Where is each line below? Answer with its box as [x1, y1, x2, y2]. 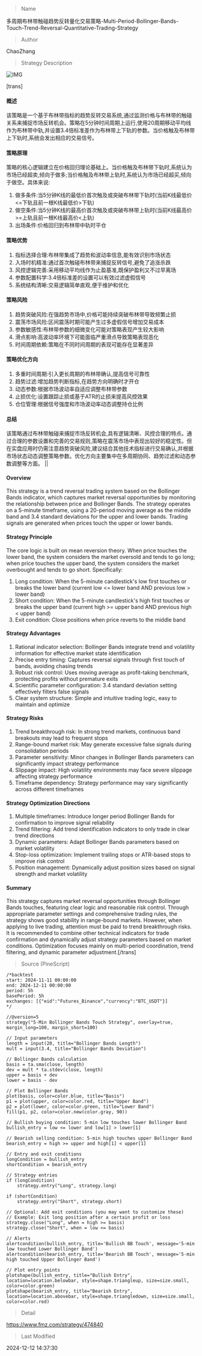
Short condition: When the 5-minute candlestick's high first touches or [14, 596, 190, 604]
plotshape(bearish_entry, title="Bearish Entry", [6, 1289, 133, 1295]
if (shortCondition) [6, 1193, 58, 1199]
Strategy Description [20, 60, 73, 66]
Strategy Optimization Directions [6, 799, 90, 807]
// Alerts [6, 1236, 31, 1242]
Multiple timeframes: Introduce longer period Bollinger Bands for [14, 813, 175, 820]
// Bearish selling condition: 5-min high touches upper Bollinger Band [6, 1136, 192, 1142]
